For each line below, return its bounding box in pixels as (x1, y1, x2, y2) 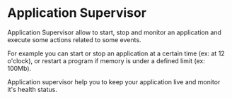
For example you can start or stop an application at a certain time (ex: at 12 (7, 49, 225, 58)
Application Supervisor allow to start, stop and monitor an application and (7, 28, 221, 37)
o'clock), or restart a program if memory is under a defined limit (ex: (7, 56, 205, 65)
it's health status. (7, 85, 58, 93)
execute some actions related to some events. (7, 35, 141, 44)
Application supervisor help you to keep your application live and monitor (7, 77, 221, 86)
